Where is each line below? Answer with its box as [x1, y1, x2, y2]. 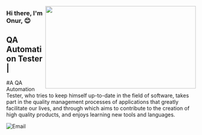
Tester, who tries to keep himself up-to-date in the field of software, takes [6, 92, 189, 99]
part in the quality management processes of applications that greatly [6, 98, 179, 105]
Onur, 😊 [6, 16, 31, 25]
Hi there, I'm [6, 9, 43, 17]
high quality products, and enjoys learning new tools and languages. [6, 111, 176, 118]
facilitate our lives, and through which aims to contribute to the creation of [6, 104, 190, 112]
